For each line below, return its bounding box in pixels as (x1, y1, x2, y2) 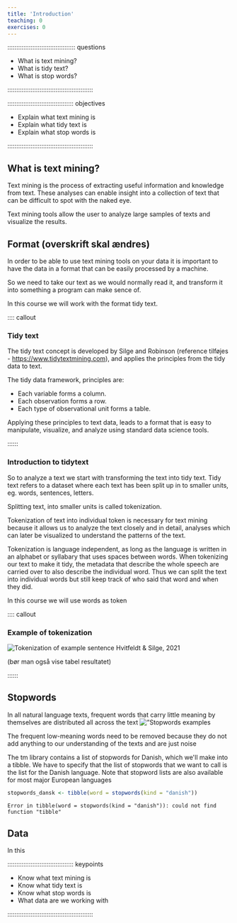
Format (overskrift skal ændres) (7, 238, 150, 250)
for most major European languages (7, 776, 112, 784)
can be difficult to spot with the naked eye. (7, 196, 132, 205)
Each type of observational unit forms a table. (17, 405, 151, 413)
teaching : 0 (7, 17, 42, 24)
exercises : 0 (7, 23, 46, 30)
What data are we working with (17, 896, 109, 905)
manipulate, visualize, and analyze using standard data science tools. (7, 426, 209, 435)
